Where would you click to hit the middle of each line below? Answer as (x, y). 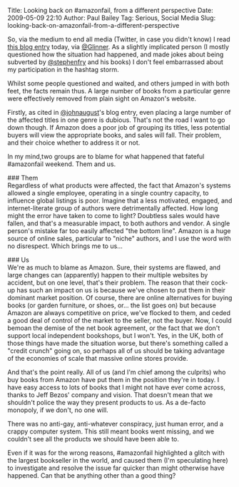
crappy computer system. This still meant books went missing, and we (111, 431)
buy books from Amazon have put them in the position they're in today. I (113, 380)
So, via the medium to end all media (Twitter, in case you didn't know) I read (119, 39)
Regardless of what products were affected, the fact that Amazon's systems (119, 185)
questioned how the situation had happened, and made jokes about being (116, 54)
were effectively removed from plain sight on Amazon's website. (102, 98)
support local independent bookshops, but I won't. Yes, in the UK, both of (115, 335)
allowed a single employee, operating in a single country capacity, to (108, 193)
